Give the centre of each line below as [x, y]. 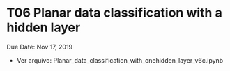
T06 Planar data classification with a [114, 13]
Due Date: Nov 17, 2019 [40, 47]
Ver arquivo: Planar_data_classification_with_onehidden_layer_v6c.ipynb [120, 60]
